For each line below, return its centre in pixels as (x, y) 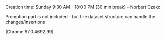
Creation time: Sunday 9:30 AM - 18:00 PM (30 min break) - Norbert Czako (83, 7)
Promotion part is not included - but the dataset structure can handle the (80, 17)
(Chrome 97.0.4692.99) (29, 32)
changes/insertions (25, 22)
